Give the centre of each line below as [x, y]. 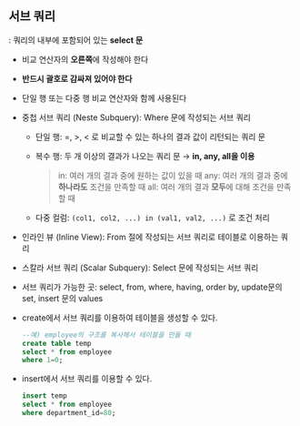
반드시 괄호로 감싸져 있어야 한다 [77, 78]
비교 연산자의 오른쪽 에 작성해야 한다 [85, 59]
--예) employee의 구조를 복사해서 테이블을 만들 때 [106, 335]
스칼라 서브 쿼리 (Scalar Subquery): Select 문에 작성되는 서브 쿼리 [140, 268]
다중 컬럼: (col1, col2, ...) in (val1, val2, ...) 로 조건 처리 [152, 218]
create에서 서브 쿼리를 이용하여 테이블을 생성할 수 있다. [120, 318]
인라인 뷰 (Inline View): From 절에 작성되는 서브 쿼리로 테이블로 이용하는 [150, 237]
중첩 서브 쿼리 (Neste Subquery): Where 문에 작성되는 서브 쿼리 [136, 117]
